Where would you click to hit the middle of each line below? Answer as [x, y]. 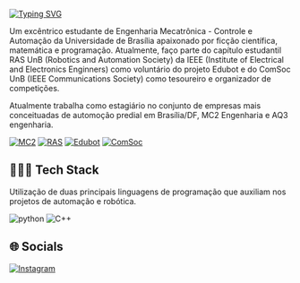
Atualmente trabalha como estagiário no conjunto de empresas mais [135, 106]
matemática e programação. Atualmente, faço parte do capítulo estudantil [146, 50]
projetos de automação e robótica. [73, 201]
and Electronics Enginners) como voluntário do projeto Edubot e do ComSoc [150, 69]
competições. [34, 88]
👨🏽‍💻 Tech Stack [54, 170]
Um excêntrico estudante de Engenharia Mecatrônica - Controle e [131, 31]
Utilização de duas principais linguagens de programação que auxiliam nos [148, 192]
